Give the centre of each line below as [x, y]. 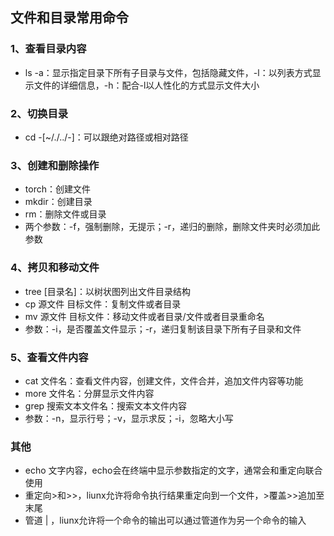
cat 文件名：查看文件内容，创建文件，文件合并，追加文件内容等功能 [164, 380]
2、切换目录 [39, 113]
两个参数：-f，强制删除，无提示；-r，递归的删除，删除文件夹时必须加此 [172, 227]
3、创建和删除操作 [55, 165]
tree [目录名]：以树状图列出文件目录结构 [107, 291]
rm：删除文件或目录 [65, 214]
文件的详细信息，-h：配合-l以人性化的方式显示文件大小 [146, 85]
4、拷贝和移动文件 [55, 268]
